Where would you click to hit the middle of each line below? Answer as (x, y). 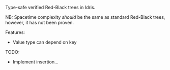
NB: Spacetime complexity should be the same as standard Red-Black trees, (85, 17)
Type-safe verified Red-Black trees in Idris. (50, 7)
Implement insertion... (35, 62)
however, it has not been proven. (40, 23)
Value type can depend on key (45, 42)
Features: (15, 32)
